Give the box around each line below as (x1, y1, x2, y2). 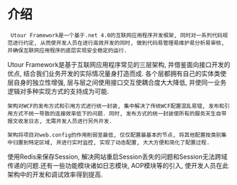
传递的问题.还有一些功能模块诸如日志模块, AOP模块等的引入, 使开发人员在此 (7, 161, 229, 169)
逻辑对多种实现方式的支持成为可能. (7, 87, 110, 95)
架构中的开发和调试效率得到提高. (7, 170, 103, 179)
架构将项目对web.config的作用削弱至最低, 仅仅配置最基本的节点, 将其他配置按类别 (7, 131, 222, 139)
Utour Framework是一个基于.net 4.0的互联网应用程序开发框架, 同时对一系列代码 (10, 31, 223, 39)
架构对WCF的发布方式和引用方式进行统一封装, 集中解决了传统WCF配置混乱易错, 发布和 (7, 102, 225, 110)
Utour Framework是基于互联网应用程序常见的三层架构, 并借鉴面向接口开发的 (7, 60, 231, 68)
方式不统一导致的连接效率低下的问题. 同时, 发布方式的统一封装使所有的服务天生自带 (12, 110, 227, 117)
